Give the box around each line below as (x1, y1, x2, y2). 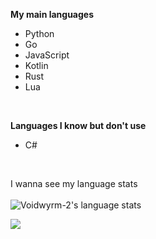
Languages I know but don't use (10, 120, 147, 131)
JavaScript (24, 49, 70, 61)
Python (24, 28, 55, 39)
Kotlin (24, 60, 49, 71)
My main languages (10, 9, 95, 20)
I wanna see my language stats (10, 178, 138, 189)
